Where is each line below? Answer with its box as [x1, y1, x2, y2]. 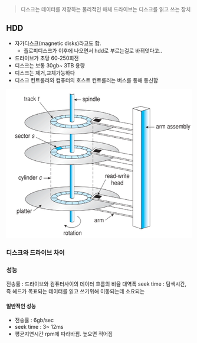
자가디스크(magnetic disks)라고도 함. [14, 40, 101, 47]
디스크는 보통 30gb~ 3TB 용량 [14, 62, 86, 69]
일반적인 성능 [6, 302, 37, 309]
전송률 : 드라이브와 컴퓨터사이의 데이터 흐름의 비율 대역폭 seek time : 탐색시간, [6, 280, 187, 287]
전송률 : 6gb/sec [14, 316, 54, 324]
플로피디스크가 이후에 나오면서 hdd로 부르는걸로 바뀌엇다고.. [23, 47, 162, 54]
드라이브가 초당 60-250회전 [14, 54, 79, 62]
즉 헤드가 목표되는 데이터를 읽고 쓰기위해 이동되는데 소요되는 [6, 288, 145, 295]
